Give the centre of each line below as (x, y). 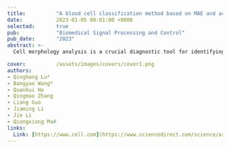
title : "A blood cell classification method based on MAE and (111, 13)
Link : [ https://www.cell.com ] (56, 135)
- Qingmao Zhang (30, 96)
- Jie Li (20, 115)
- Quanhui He (26, 90)
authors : (20, 70)
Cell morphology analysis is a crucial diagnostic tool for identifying (119, 52)
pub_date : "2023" (41, 39)
